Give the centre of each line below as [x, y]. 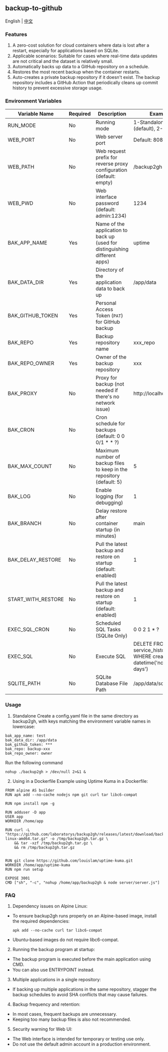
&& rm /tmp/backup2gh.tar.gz [44, 847]
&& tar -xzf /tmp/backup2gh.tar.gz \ [53, 843]
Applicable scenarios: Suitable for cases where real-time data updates [85, 56]
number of [108, 457]
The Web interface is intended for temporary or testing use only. [78, 1039]
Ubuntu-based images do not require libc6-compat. [65, 940]
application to [112, 230]
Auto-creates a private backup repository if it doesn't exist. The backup [86, 77]
